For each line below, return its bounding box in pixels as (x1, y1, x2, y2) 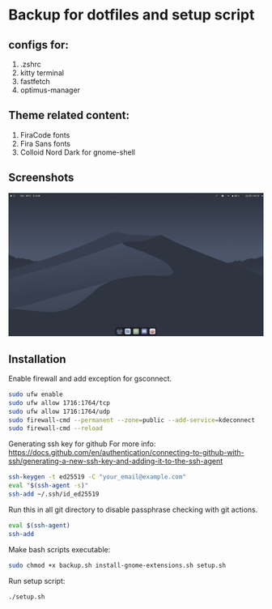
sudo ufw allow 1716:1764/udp (8, 407, 111, 415)
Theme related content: (8, 109, 130, 122)
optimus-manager (19, 85, 81, 95)
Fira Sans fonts (19, 138, 71, 148)
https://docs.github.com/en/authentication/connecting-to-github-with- (8, 448, 244, 458)
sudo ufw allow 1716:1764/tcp (8, 398, 111, 407)
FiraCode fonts (19, 130, 70, 139)
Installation (8, 352, 66, 366)
